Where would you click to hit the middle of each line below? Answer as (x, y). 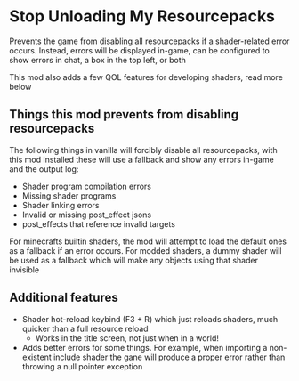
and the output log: (44, 169)
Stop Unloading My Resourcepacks (142, 16)
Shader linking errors (61, 205)
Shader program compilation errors (86, 186)
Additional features (64, 298)
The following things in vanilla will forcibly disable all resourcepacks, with (143, 150)
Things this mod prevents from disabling (124, 114)
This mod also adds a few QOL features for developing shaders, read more (146, 77)
